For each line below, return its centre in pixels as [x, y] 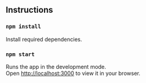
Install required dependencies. [44, 39]
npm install [24, 27]
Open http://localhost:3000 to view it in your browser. [73, 73]
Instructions [29, 10]
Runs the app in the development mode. [56, 67]
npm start [20, 54]
